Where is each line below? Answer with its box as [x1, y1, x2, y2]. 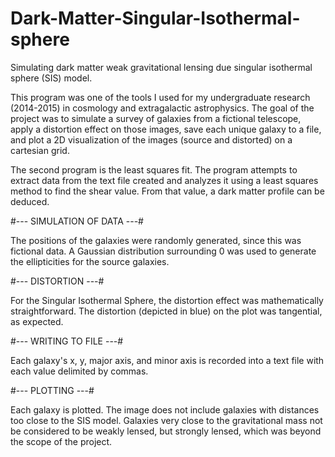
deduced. [10, 195, 50, 207]
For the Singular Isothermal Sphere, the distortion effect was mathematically [10, 294, 324, 306]
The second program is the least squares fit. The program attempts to [10, 163, 298, 176]
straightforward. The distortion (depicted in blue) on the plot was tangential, [10, 305, 323, 317]
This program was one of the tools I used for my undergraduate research [10, 91, 311, 103]
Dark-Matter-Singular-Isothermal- [10, 7, 301, 30]
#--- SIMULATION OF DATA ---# [10, 215, 144, 227]
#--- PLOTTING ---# [10, 384, 95, 396]
